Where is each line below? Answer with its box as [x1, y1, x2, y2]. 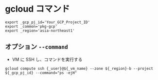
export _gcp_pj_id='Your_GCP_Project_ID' [5, 19, 90, 25]
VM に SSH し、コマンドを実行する [12, 56, 83, 62]
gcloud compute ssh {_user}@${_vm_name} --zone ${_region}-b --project [5, 66, 153, 71]
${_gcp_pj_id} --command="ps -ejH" [5, 70, 77, 75]
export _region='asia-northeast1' [5, 28, 75, 33]
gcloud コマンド [5, 3, 70, 15]
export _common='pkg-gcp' [5, 24, 57, 29]
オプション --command [5, 43, 68, 51]
